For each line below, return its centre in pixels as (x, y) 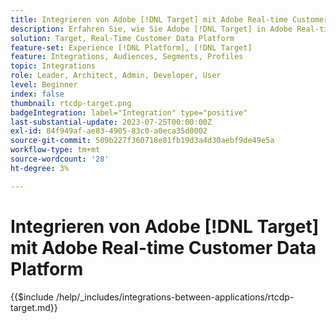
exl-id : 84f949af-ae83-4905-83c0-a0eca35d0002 (109, 131)
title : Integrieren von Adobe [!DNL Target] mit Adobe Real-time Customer (169, 19)
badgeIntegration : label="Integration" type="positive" (129, 112)
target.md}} (34, 307)
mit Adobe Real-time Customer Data (163, 247)
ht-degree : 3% (40, 168)
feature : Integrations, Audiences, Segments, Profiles (127, 57)
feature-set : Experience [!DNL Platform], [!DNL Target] (131, 47)
